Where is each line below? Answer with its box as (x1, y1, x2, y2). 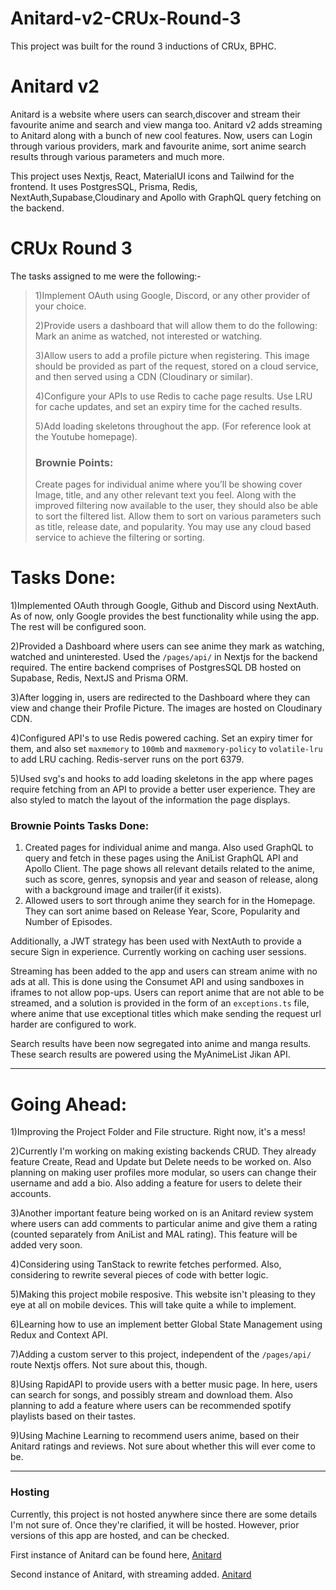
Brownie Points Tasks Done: (10, 818, 150, 832)
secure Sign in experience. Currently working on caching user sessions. (10, 946, 307, 958)
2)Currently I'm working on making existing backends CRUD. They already (10, 1145, 317, 1157)
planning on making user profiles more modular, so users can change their (10, 1167, 317, 1179)
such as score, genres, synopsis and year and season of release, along (24, 873, 319, 886)
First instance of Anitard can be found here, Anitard (10, 1548, 222, 1561)
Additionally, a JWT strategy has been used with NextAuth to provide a (10, 935, 302, 947)
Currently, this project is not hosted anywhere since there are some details (10, 1508, 318, 1520)
